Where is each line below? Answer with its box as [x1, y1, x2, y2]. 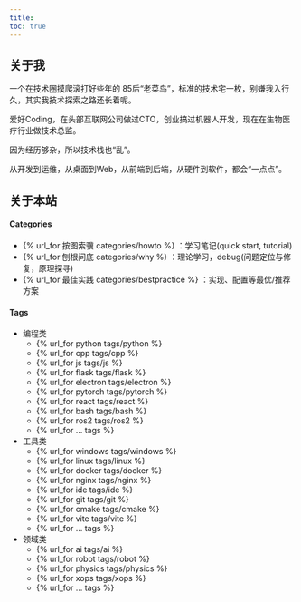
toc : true [9, 22, 47, 31]
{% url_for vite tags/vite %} [35, 513, 138, 524]
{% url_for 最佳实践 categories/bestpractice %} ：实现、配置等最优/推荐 [22, 274, 291, 285]
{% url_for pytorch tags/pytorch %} [35, 386, 168, 397]
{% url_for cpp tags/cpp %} [35, 348, 139, 359]
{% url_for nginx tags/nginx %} [35, 475, 152, 486]
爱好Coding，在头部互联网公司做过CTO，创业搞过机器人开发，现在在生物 [9, 114, 283, 125]
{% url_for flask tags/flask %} [35, 367, 146, 378]
